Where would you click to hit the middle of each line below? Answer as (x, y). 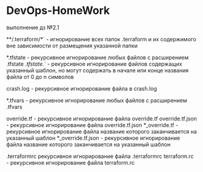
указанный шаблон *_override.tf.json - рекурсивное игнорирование (93, 138)
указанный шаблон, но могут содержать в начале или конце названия (98, 70)
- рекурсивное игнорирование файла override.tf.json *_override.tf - (92, 125)
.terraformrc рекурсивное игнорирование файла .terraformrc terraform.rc (100, 156)
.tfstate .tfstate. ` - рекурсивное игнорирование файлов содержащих (94, 64)
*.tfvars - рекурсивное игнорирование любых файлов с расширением (97, 100)
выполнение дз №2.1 (33, 27)
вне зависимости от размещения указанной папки (72, 46)
